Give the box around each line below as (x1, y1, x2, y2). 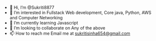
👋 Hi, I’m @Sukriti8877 (9, 5, 55, 10)
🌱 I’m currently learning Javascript (9, 20, 78, 26)
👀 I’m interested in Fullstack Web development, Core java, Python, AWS (9, 10, 152, 15)
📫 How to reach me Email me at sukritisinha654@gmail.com (9, 30, 130, 36)
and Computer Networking (9, 15, 63, 20)
